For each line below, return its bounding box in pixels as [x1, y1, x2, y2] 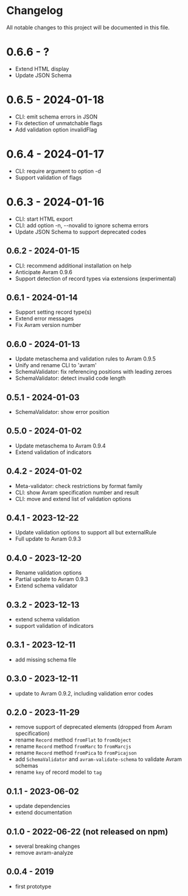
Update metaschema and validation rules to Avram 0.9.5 [15, 355, 156, 362]
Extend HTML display [15, 65, 69, 72]
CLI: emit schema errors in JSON [15, 113, 98, 120]
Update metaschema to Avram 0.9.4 [15, 442, 106, 449]
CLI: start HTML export [15, 215, 73, 222]
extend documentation [15, 809, 72, 816]
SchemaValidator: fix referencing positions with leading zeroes [15, 368, 172, 376]
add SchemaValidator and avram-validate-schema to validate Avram [15, 756, 183, 763]
